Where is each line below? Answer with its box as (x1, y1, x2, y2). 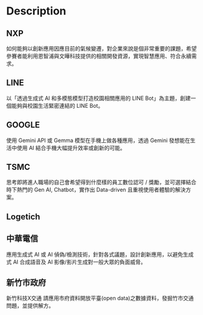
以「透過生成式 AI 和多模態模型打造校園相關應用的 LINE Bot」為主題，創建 (6, 95, 191, 102)
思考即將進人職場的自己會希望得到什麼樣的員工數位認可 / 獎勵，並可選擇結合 (6, 179, 196, 186)
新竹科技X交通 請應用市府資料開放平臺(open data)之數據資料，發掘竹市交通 (6, 295, 194, 302)
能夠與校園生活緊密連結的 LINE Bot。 (11, 102, 104, 109)
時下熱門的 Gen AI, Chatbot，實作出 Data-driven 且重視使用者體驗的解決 (6, 186, 186, 193)
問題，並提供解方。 (6, 302, 54, 310)
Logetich (6, 211, 40, 222)
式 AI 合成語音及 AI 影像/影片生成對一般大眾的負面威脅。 (6, 258, 146, 266)
